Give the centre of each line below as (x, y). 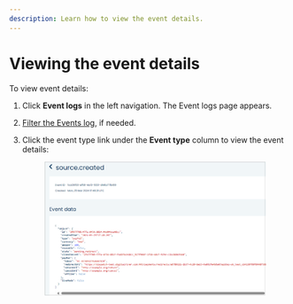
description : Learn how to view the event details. (106, 19)
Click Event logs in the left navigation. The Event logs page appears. (147, 105)
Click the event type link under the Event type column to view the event (153, 140)
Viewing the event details (105, 63)
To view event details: (49, 88)
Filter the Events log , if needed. (79, 122)
